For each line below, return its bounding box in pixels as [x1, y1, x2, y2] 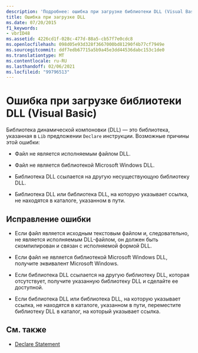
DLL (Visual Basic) [6, 107, 97, 120]
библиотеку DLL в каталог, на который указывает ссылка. [14, 308, 161, 315]
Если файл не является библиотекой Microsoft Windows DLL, [14, 254, 168, 260]
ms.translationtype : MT [6, 52, 65, 58]
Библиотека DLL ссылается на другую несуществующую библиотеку [14, 173, 190, 180]
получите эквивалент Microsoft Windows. [14, 260, 119, 267]
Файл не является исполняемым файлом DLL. [14, 150, 131, 157]
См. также [6, 325, 47, 335]
